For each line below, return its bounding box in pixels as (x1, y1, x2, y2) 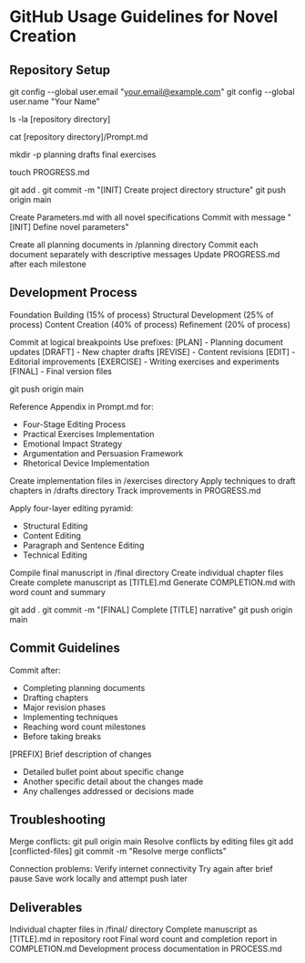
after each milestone (9, 258, 86, 269)
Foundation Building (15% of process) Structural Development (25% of (9, 309, 274, 320)
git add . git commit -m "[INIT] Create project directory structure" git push (9, 184, 287, 195)
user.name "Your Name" (9, 96, 100, 107)
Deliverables (9, 899, 83, 915)
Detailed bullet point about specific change (22, 766, 185, 777)
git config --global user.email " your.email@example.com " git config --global (9, 87, 295, 97)
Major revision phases (22, 701, 107, 713)
